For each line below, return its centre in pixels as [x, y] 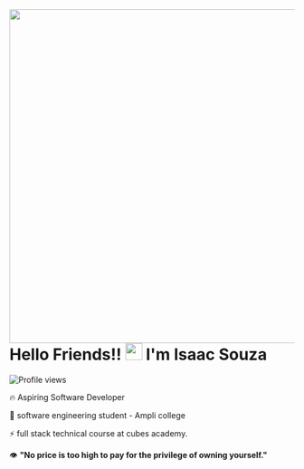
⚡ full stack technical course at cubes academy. [99, 433]
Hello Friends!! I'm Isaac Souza [138, 354]
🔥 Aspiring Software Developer [67, 397]
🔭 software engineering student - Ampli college [97, 415]
